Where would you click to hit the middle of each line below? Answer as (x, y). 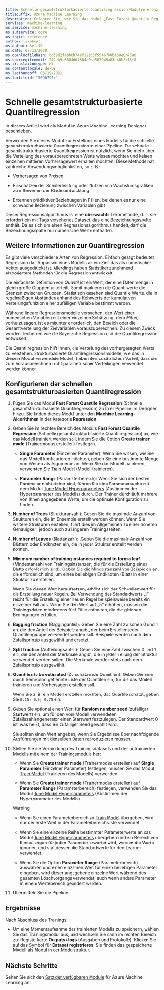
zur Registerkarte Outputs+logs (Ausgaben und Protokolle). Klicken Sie (84, 940)
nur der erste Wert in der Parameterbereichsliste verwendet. (80, 823)
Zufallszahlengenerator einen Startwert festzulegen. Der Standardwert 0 (85, 719)
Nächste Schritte (32, 965)
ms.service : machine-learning (36, 28)
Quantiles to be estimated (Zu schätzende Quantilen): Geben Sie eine (83, 674)
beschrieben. (19, 131)
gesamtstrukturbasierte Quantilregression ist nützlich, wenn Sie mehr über (80, 151)
